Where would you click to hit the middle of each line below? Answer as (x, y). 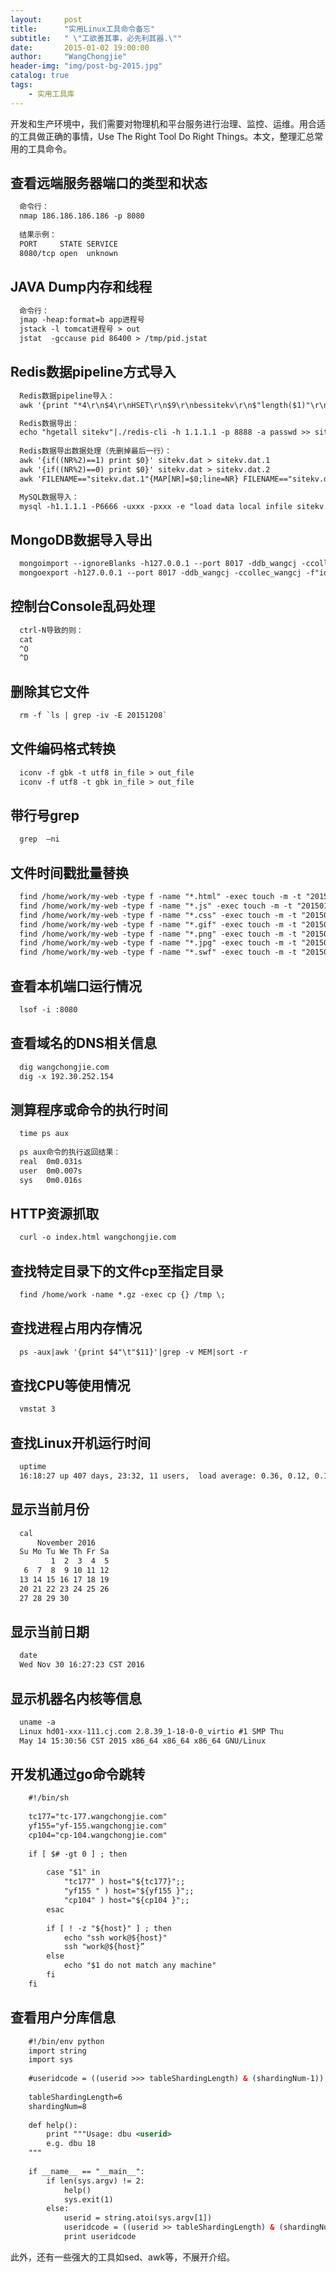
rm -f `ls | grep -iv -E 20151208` (93, 716)
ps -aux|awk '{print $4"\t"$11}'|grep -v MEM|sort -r (133, 1352)
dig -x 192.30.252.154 (66, 1076)
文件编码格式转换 (63, 749)
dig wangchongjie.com (64, 1067)
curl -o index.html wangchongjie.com (98, 1237)
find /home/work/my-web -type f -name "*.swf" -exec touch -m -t (158, 952)
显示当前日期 (50, 1632)
